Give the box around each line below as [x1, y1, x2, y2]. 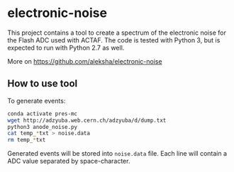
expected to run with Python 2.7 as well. [7, 43, 125, 52]
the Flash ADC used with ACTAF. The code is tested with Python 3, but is [7, 35, 221, 44]
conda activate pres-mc [7, 110, 78, 117]
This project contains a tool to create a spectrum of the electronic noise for [7, 28, 227, 37]
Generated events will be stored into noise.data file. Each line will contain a [7, 149, 228, 158]
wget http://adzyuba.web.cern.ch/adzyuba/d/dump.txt [7, 117, 167, 124]
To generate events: [7, 96, 66, 105]
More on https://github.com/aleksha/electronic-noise [7, 57, 162, 65]
